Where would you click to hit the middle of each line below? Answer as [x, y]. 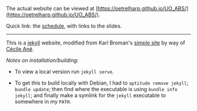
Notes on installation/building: [43, 60]
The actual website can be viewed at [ [52, 8]
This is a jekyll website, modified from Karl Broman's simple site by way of [96, 43]
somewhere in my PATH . [43, 101]
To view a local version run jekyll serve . [64, 72]
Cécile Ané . [20, 49]
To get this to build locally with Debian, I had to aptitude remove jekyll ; [101, 83]
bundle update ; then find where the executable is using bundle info [96, 89]
